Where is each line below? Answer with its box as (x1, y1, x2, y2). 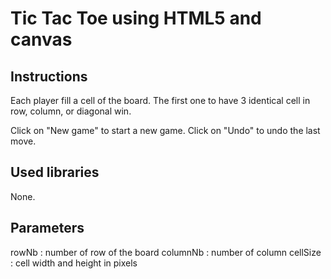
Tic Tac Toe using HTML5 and (10, 7, 262, 30)
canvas (10, 28, 73, 51)
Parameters (10, 220, 85, 237)
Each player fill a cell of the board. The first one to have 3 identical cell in (10, 95, 311, 106)
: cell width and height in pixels (10, 257, 138, 269)
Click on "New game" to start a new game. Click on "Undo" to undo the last (10, 125, 321, 136)
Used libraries (10, 164, 100, 181)
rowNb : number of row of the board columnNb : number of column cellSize (10, 246, 322, 258)
